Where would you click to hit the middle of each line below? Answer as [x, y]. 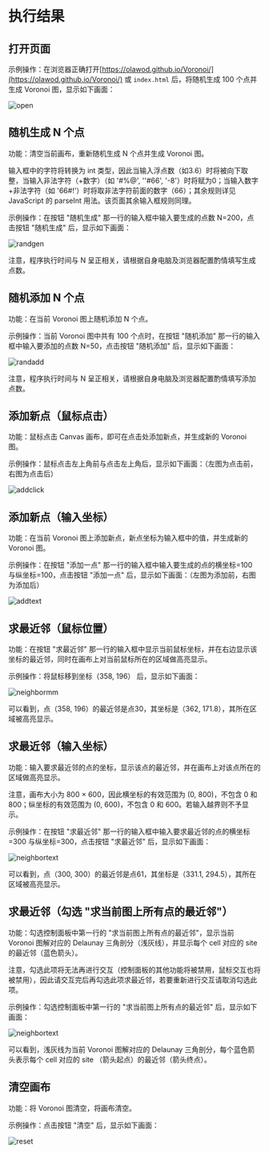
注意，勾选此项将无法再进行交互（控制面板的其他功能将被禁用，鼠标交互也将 [134, 969]
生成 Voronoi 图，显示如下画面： [62, 89]
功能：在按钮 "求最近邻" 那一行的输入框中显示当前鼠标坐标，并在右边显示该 [133, 649]
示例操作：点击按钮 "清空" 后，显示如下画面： [84, 1125]
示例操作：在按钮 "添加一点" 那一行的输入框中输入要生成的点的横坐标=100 [130, 565]
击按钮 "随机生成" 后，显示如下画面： [70, 227]
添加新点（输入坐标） [61, 517]
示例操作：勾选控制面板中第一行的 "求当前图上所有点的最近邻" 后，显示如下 [133, 1006]
